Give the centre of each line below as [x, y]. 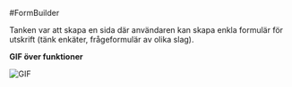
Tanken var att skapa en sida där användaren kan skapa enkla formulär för [146, 30]
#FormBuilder [34, 13]
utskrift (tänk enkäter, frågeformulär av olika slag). [102, 40]
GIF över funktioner [46, 56]
